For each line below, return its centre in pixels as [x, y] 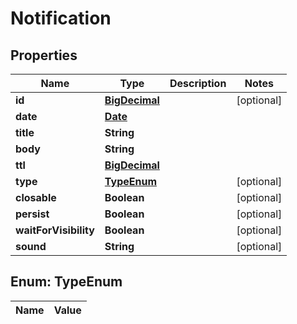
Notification [61, 18]
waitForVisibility [55, 230]
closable [36, 197]
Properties [44, 55]
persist [32, 214]
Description [198, 83]
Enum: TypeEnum [66, 282]
